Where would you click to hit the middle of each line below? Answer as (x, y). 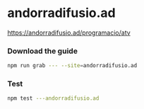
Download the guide (42, 51)
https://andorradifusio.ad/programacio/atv (69, 33)
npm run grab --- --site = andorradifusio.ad (72, 66)
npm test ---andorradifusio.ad (53, 98)
